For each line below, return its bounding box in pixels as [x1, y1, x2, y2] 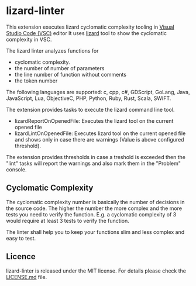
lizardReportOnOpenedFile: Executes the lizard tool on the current [14, 117, 174, 124]
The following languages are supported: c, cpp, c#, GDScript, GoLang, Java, [6, 88, 190, 95]
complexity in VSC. [6, 36, 52, 43]
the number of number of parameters [14, 64, 105, 71]
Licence [6, 251, 36, 261]
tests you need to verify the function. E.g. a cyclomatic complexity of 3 [6, 211, 177, 218]
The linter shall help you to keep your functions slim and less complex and [6, 228, 185, 235]
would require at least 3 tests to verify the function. [6, 217, 130, 224]
